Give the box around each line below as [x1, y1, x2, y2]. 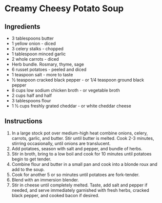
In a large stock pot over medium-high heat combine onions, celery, [11, 130, 148, 136]
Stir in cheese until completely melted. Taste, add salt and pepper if [11, 182, 147, 188]
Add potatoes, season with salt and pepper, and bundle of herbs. [11, 145, 142, 152]
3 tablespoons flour [11, 98, 51, 103]
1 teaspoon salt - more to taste [11, 72, 73, 77]
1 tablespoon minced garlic [11, 51, 66, 57]
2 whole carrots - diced [11, 56, 59, 62]
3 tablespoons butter [11, 35, 54, 41]
